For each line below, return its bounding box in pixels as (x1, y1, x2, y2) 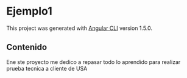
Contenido (6, 42, 48, 52)
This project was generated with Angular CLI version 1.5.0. (6, 24, 152, 32)
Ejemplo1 (6, 4, 53, 18)
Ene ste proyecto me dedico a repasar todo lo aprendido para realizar (6, 58, 181, 65)
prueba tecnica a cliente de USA (6, 65, 88, 72)
